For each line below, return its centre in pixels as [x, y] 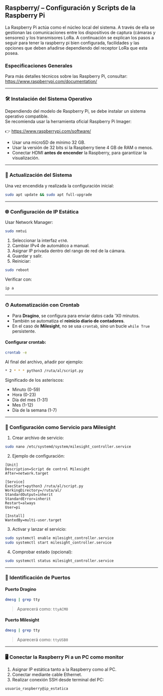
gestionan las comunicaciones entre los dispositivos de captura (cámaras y [80, 32]
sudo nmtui [16, 231]
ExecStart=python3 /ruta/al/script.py [44, 486]
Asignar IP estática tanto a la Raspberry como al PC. [64, 669]
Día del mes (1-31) [30, 400]
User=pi [13, 507]
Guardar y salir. [27, 256]
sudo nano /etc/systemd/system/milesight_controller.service [68, 447]
